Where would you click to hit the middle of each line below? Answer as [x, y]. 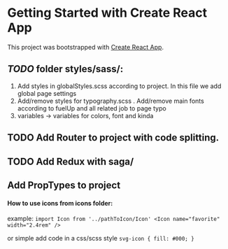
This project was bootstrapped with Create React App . [86, 47]
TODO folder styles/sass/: [65, 69]
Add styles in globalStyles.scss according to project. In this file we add [119, 86]
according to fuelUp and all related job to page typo [92, 108]
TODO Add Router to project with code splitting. [113, 138]
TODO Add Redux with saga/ [71, 161]
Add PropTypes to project [64, 185]
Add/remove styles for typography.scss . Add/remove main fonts [111, 101]
